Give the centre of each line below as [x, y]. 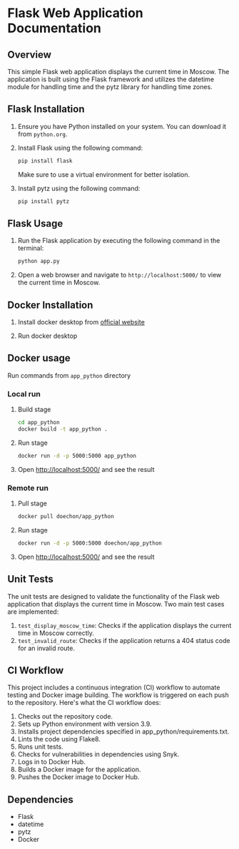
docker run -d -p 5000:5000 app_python [77, 456]
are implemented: [33, 612]
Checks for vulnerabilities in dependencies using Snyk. [98, 754]
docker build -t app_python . [63, 429]
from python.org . [42, 134]
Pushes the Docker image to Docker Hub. [78, 777]
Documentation [55, 28]
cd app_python [39, 423]
